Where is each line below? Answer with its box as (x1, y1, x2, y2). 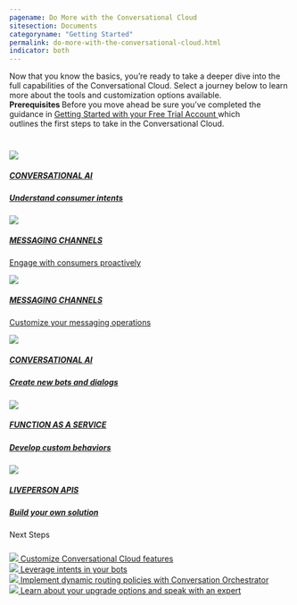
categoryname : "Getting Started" (9, 29, 134, 38)
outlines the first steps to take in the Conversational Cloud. (9, 118, 225, 130)
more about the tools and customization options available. (9, 90, 222, 101)
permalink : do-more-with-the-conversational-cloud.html (9, 38, 221, 47)
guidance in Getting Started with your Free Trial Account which (9, 109, 241, 120)
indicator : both (9, 46, 70, 55)
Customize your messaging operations (9, 317, 152, 328)
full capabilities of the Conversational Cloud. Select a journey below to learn (9, 80, 288, 91)
